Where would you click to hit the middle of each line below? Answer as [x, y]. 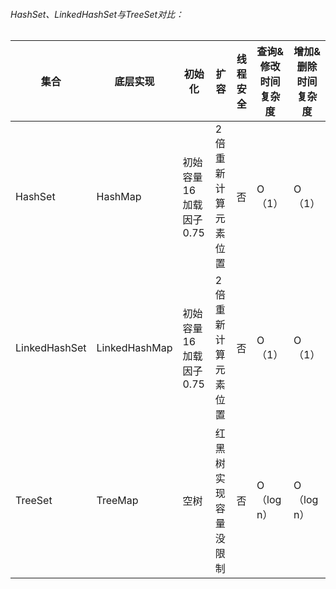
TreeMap [117, 501]
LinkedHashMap [134, 348]
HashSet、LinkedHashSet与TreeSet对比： [97, 14]
